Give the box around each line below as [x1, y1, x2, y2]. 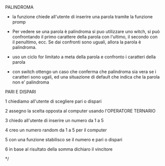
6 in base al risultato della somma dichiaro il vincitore [5, 146, 113, 152]
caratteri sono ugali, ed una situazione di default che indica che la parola [12, 74, 160, 80]
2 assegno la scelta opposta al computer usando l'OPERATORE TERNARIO [5, 108, 156, 114]
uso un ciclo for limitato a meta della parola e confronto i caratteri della [12, 54, 156, 60]
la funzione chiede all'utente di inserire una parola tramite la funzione [12, 14, 153, 19]
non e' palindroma [12, 79, 49, 85]
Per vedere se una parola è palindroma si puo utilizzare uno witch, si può [12, 29, 160, 34]
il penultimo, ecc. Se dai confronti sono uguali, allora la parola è [12, 39, 141, 45]
